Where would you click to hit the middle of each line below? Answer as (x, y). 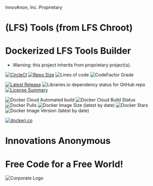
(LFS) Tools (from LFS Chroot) (69, 28)
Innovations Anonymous (58, 141)
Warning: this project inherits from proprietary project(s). (72, 65)
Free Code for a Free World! (64, 164)
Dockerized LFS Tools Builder (68, 51)
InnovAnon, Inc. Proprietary (34, 7)
